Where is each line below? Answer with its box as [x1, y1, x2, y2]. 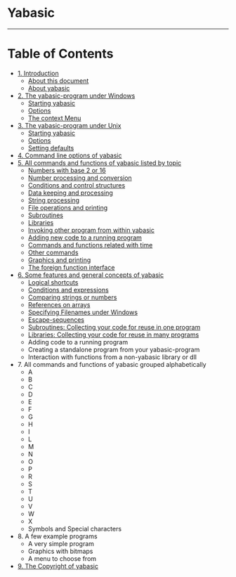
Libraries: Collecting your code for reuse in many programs [27, 330, 199, 339]
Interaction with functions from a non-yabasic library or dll [27, 353, 197, 361]
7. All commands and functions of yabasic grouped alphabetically [17, 360, 206, 368]
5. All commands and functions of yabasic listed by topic [17, 158, 182, 167]
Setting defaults [27, 143, 74, 152]
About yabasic [27, 84, 70, 92]
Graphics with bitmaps [27, 547, 93, 555]
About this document [27, 76, 89, 85]
